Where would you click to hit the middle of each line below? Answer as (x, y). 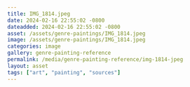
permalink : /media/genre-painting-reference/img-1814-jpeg (95, 60)
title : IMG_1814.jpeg (39, 14)
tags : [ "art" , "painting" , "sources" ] (64, 72)
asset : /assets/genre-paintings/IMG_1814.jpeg (76, 33)
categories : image (34, 46)
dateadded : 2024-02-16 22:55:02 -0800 (64, 27)
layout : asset (28, 66)
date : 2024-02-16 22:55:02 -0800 (56, 20)
